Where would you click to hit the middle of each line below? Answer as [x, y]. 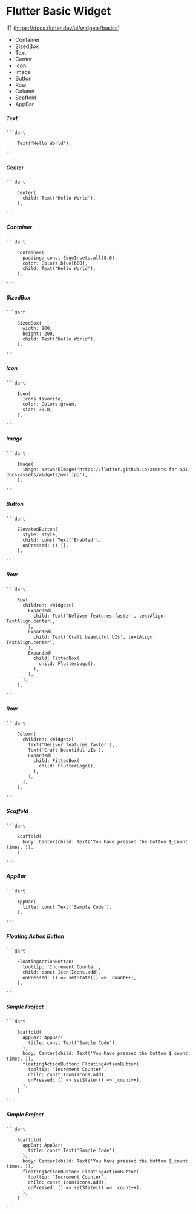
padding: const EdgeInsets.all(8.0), [70, 258]
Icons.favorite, [43, 399]
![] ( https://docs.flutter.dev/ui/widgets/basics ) [63, 28]
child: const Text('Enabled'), [62, 540]
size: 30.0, [37, 410]
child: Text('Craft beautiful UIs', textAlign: [94, 637]
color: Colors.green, [50, 404]
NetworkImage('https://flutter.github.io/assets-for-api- [116, 469]
